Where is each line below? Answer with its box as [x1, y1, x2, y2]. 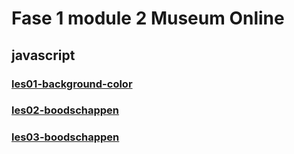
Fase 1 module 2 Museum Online [11, 7, 285, 30]
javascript [11, 47, 76, 64]
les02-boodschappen [11, 103, 120, 117]
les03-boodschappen [11, 130, 120, 144]
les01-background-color [11, 77, 133, 91]
